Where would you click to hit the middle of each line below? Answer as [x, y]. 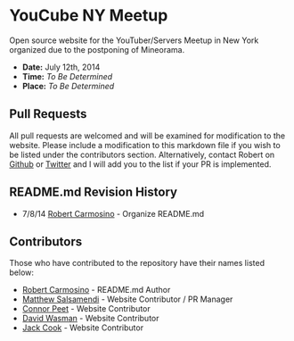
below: [21, 272]
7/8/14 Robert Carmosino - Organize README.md [113, 213]
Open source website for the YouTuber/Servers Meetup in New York [134, 40]
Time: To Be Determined [67, 76]
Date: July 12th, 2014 [61, 67]
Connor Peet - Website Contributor [86, 309]
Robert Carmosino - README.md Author [96, 290]
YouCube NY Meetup [89, 16]
